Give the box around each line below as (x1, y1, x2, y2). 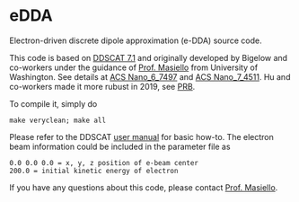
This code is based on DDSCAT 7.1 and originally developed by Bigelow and (9, 52, 288, 63)
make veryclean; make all (9, 116, 106, 125)
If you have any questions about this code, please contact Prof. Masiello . (9, 181, 278, 193)
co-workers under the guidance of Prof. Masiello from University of (9, 62, 259, 73)
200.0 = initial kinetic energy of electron (9, 166, 179, 175)
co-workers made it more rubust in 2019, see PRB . (9, 81, 196, 92)
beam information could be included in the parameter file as (9, 141, 231, 152)
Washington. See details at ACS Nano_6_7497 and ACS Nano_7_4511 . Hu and (9, 71, 291, 82)
